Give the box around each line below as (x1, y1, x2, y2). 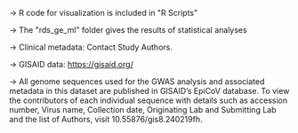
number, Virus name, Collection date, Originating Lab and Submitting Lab (9, 105, 278, 114)
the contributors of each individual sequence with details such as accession (9, 95, 287, 106)
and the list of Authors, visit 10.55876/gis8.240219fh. (9, 114, 203, 124)
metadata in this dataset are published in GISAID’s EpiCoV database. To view (9, 86, 290, 96)
